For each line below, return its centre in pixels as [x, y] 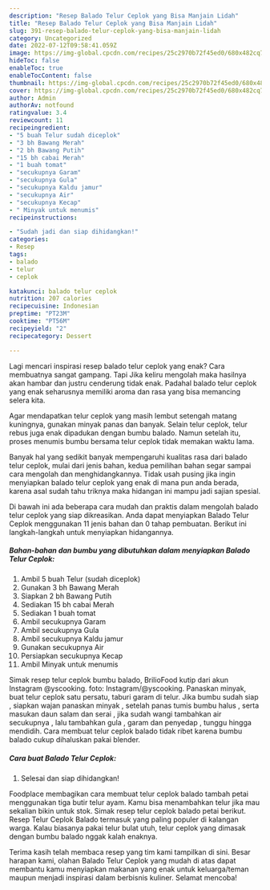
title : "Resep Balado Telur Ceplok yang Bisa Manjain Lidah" [113, 23]
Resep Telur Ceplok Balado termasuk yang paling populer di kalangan [124, 819]
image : [20, 53]
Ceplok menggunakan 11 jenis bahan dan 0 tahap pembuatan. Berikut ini [128, 524]
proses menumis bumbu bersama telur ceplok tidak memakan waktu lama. [132, 441]
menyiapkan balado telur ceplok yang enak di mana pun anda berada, [124, 482]
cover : [20, 90]
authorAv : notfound [42, 105]
